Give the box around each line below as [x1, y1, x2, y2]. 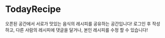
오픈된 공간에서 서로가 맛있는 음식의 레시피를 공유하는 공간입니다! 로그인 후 [5, 20, 151, 26]
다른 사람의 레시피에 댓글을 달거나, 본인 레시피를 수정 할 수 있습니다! [16, 26, 148, 33]
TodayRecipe [5, 3, 61, 15]
